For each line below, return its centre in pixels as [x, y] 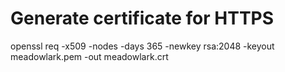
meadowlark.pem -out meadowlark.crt [89, 56]
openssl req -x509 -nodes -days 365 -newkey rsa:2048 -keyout [142, 46]
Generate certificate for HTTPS [142, 18]
